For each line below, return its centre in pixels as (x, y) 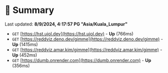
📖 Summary (29, 10)
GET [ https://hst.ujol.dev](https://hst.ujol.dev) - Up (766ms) (73, 33)
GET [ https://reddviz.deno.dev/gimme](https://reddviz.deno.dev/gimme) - (88, 39)
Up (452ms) (24, 55)
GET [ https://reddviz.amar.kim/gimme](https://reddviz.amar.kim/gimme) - (87, 49)
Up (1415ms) (25, 44)
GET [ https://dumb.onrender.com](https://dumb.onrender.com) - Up (81, 60)
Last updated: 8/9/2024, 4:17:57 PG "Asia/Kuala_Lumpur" (66, 24)
